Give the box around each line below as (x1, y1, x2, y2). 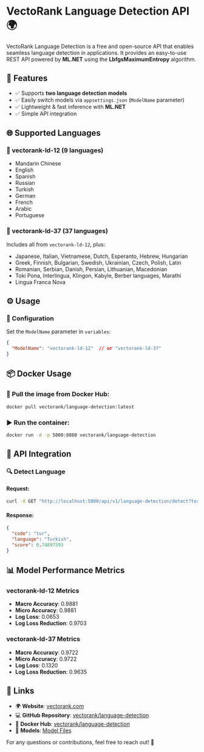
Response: (6, 511, 35, 518)
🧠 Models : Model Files (15, 726, 72, 734)
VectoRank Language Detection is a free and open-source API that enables (6, 43, 194, 50)
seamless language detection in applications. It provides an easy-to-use (6, 49, 187, 56)
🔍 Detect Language (6, 467, 66, 476)
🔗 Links (6, 686, 35, 696)
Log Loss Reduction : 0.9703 (15, 619, 87, 627)
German (15, 192, 36, 200)
